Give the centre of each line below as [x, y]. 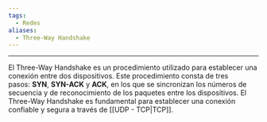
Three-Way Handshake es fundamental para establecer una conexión [122, 101]
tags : [17, 15]
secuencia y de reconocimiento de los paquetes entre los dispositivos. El [128, 93]
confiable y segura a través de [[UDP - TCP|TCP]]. [91, 110]
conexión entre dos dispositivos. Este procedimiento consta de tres [118, 76]
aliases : [23, 30]
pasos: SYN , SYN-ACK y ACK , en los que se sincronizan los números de [128, 85]
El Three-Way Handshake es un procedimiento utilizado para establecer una [133, 67]
